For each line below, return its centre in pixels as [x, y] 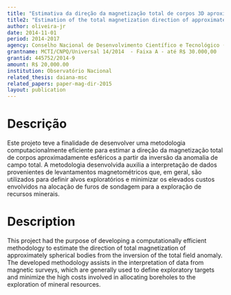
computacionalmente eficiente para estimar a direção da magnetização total [115, 150]
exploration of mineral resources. [54, 284]
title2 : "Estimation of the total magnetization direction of [98, 20]
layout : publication [37, 90]
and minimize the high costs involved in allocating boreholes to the [101, 277]
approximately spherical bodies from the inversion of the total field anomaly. [115, 255]
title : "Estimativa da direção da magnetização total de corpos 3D [106, 13]
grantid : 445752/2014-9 [41, 58]
